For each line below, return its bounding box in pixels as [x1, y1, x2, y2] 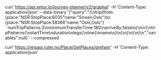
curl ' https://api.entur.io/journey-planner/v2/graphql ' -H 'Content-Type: [5, 4, 147, 10]
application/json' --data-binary [5, 9, 67, 15]
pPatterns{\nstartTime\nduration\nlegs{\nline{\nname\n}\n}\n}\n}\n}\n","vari [5, 30, 156, 35]
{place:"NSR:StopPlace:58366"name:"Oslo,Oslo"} [5, 19, 104, 25]
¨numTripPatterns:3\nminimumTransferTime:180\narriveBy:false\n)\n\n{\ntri [5, 25, 156, 30]
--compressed [30, 35, 59, 41]
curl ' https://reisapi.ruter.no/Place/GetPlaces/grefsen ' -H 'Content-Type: [5, 45, 149, 50]
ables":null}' [5, 35, 29, 41]
